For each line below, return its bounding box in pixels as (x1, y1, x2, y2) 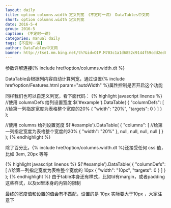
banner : (5, 50, 22, 55)
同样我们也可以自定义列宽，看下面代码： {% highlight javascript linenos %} (5, 93, 163, 99)
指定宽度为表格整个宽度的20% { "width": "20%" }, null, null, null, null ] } (14, 128, 164, 134)
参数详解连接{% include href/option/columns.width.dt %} (5, 65, 125, 71)
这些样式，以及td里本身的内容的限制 (5, 179, 81, 186)
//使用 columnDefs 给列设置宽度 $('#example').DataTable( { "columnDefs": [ (5, 99, 164, 105)
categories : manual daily (5, 36, 60, 41)
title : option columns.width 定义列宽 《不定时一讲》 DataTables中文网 (5, 12, 150, 17)
